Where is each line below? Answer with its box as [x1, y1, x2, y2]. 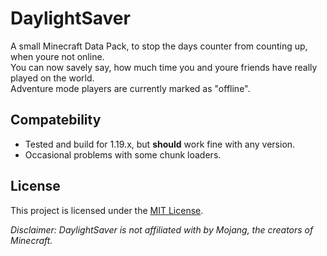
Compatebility [10, 112, 102, 129]
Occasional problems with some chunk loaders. [24, 148, 222, 161]
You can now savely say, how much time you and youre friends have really [10, 61, 318, 73]
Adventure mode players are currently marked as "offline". [10, 82, 251, 94]
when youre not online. [10, 50, 105, 62]
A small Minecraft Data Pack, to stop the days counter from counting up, [10, 40, 308, 52]
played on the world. [10, 72, 95, 84]
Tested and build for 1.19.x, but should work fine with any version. [24, 138, 296, 150]
